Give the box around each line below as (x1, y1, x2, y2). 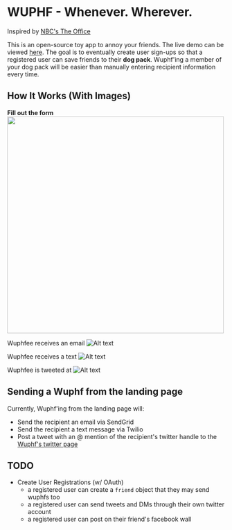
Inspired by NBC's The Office (7, 27, 91, 35)
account (27, 508, 51, 516)
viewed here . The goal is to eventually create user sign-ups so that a (7, 48, 203, 56)
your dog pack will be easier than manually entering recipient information (7, 62, 216, 71)
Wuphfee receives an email (7, 339, 85, 347)
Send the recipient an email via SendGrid (17, 418, 134, 426)
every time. (7, 70, 39, 78)
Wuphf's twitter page (17, 440, 78, 448)
